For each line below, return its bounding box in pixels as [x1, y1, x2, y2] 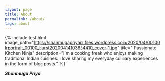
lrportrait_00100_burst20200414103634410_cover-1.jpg [5, 45, 118, 51]
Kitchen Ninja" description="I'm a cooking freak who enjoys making [5, 50, 143, 56]
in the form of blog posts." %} [5, 61, 66, 67]
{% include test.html [5, 35, 46, 40]
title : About [5, 12, 32, 17]
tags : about [5, 21, 30, 26]
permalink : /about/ [5, 16, 45, 21]
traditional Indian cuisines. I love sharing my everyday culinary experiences [5, 55, 158, 62]
